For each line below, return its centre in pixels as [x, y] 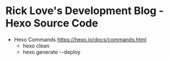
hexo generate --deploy [51, 52]
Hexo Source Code [52, 23]
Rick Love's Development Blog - [84, 11]
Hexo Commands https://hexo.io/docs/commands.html [80, 39]
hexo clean [36, 46]
